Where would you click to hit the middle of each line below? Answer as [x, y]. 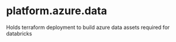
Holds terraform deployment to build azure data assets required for [88, 27]
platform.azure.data [57, 11]
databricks [19, 33]
